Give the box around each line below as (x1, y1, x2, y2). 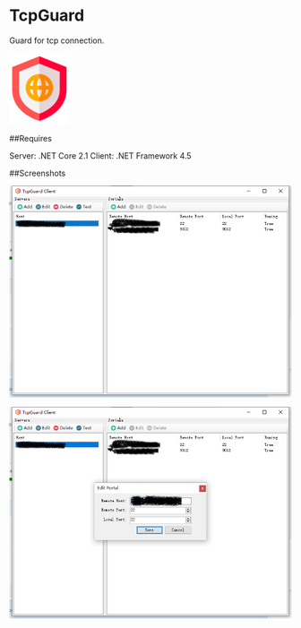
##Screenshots (9, 168, 66, 178)
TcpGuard (9, 5, 85, 26)
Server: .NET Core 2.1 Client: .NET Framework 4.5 (9, 150, 192, 161)
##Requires (9, 133, 52, 143)
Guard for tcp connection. (9, 35, 105, 46)
